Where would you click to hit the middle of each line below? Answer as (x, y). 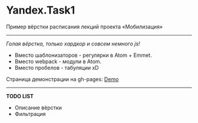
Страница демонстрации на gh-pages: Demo (62, 79)
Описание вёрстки (38, 108)
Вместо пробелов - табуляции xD (57, 67)
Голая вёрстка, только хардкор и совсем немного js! (73, 43)
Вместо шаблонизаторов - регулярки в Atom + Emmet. (83, 55)
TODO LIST (20, 96)
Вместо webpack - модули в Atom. (58, 61)
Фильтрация (30, 114)
